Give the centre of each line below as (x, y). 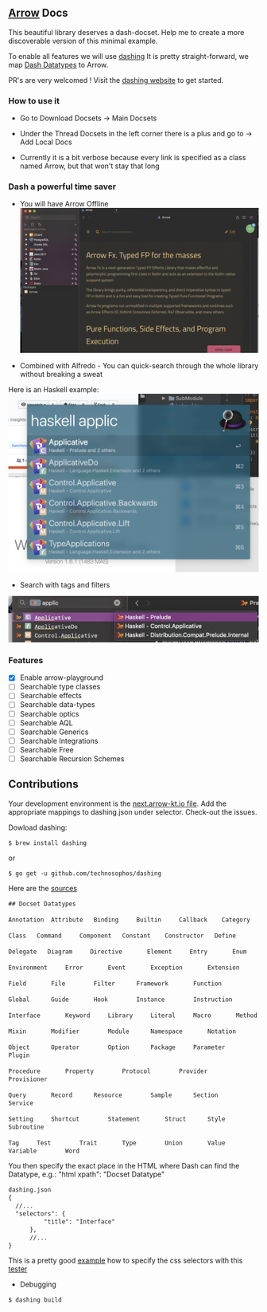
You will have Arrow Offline (64, 204)
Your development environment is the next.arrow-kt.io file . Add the (118, 803)
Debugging (38, 1284)
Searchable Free (46, 749)
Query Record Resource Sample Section (113, 1095)
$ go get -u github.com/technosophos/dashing (85, 873)
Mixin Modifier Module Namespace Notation (122, 1031)
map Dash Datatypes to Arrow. (58, 65)
